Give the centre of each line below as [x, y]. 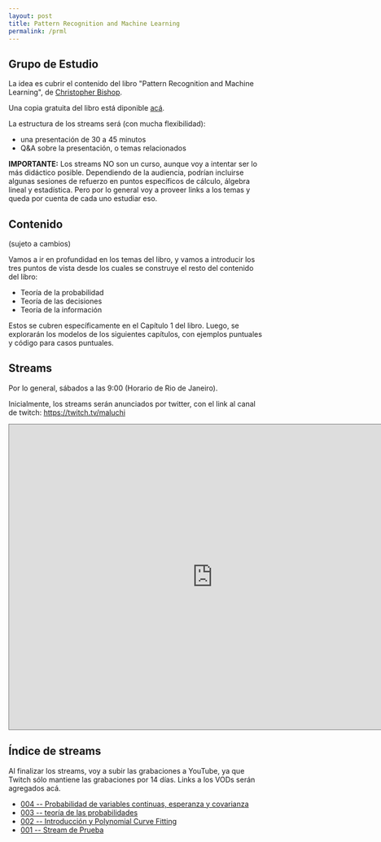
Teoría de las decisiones [61, 301]
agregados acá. [35, 788]
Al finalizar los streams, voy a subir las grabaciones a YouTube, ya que [127, 770]
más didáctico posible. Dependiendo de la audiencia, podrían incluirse [126, 172]
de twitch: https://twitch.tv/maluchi [67, 412]
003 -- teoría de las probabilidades [79, 812]
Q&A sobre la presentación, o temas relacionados [103, 148]
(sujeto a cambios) [40, 244]
